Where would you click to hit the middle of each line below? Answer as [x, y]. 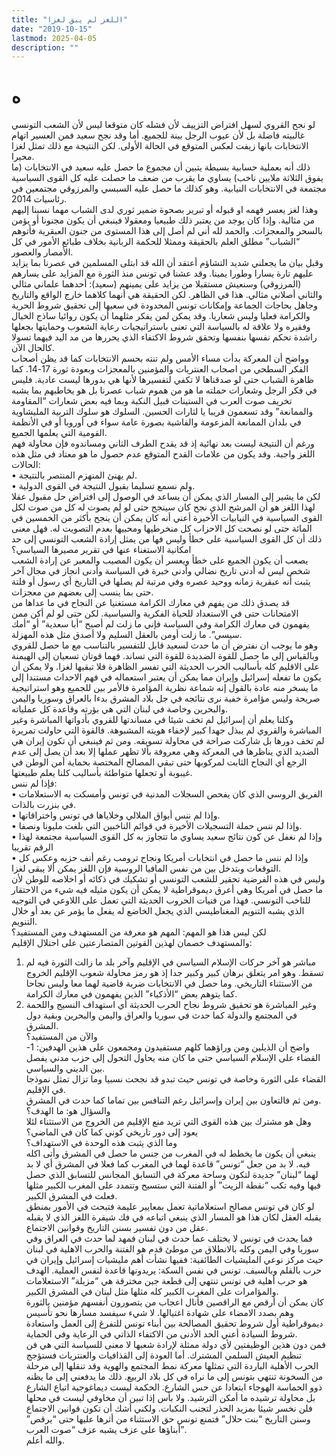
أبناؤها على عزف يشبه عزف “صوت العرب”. [106, 1430]
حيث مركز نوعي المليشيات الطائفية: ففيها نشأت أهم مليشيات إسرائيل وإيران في [174, 1260]
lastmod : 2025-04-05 [54, 38]
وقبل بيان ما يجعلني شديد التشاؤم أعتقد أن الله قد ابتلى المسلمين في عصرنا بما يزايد [167, 263]
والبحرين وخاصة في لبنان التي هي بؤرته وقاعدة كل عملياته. [120, 709]
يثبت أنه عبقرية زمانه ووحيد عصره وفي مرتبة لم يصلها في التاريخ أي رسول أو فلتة [161, 582]
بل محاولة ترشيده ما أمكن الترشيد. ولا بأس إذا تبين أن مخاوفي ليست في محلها [170, 1398]
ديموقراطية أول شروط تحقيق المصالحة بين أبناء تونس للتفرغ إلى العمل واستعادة [174, 1323]
